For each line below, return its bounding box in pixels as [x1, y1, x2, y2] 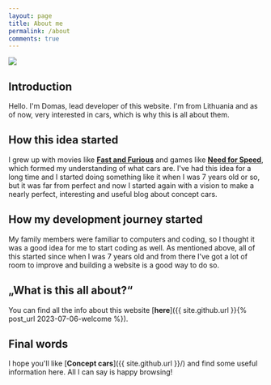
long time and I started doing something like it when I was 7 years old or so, [8, 172, 260, 182]
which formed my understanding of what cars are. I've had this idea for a [8, 163, 252, 173]
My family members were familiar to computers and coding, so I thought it [8, 234, 255, 244]
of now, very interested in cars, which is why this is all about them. [8, 110, 230, 120]
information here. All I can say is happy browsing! [8, 367, 173, 377]
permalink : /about [8, 27, 70, 35]
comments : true [8, 34, 60, 43]
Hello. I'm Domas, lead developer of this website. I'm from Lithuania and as [8, 101, 258, 111]
